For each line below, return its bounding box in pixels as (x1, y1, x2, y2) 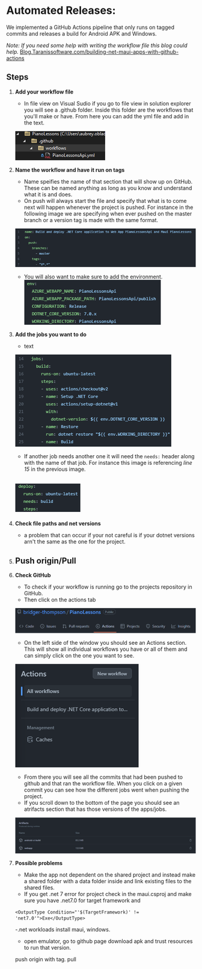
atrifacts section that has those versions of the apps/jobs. (23, 805, 167, 813)
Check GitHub (14, 572, 51, 579)
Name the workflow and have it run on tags (14, 166, 125, 173)
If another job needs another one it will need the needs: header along (23, 453, 195, 460)
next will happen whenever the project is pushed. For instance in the (23, 203, 194, 211)
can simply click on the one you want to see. (23, 651, 135, 659)
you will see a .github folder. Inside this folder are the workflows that (23, 106, 194, 114)
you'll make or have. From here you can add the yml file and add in (23, 112, 189, 120)
